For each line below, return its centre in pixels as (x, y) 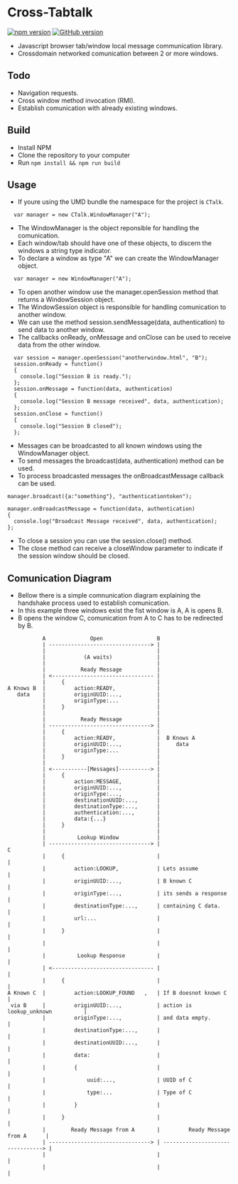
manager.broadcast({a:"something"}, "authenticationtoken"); (100, 497)
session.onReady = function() (58, 364)
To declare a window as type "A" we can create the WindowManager (118, 258)
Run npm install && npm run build (69, 162)
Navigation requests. (48, 92)
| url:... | (101, 919)
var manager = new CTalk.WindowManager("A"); (82, 215)
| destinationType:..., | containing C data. (131, 906)
